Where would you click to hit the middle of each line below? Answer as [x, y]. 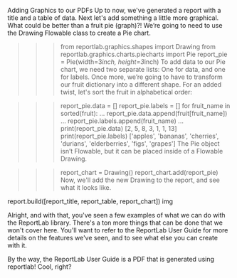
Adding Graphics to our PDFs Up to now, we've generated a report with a [114, 10]
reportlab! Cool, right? [39, 267]
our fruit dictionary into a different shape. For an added [141, 84]
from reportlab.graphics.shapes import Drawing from [138, 47]
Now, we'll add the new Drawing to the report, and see [140, 180]
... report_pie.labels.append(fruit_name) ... [122, 121]
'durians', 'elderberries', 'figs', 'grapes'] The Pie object [140, 144]
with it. [17, 245]
